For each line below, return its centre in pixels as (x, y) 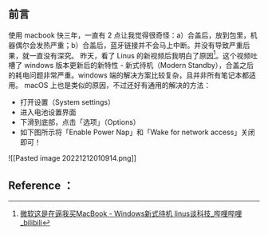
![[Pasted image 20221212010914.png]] (73, 158)
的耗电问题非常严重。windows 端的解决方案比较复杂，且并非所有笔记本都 (129, 75)
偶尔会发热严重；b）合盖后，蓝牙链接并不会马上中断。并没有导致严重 (129, 45)
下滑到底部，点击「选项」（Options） (80, 122)
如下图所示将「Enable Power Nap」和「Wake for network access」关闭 (137, 132)
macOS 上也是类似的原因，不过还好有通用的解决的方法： (117, 86)
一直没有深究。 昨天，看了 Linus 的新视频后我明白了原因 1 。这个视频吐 (143, 54)
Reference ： (41, 185)
